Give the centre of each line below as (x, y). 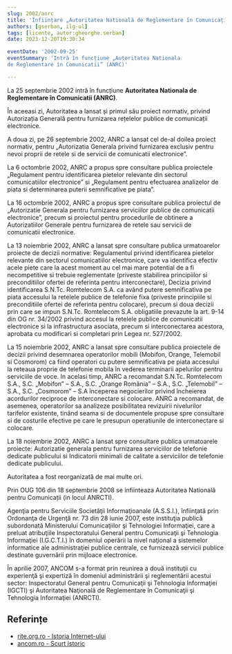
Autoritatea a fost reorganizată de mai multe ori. (75, 476)
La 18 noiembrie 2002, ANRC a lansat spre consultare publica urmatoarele (113, 441)
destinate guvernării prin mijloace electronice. (72, 554)
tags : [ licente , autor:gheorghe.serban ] (66, 33)
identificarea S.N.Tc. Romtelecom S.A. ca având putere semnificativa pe (109, 289)
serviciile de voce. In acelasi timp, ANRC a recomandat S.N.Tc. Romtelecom (115, 376)
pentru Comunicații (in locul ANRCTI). (60, 497)
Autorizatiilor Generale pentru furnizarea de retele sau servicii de (99, 225)
